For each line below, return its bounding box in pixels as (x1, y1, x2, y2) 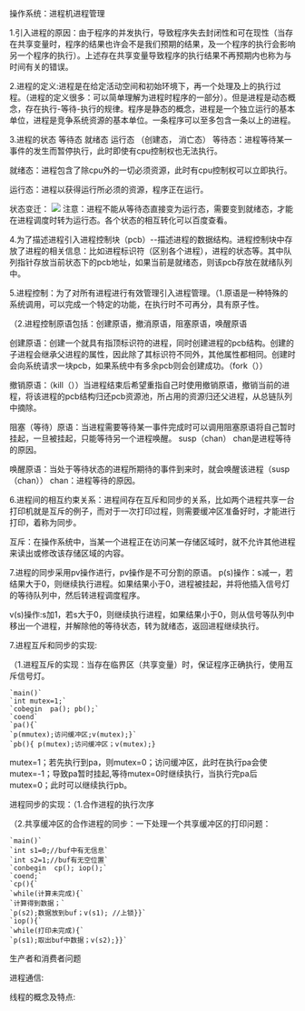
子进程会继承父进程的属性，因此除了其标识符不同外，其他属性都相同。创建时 (9, 349, 296, 359)
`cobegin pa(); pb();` (9, 705, 100, 714)
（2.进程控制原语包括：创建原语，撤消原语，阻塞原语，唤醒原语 (9, 318, 248, 329)
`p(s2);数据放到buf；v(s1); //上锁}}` (9, 908, 147, 917)
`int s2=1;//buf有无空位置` (9, 856, 109, 865)
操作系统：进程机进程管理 (9, 8, 105, 18)
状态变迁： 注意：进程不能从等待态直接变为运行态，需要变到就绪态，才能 (9, 204, 293, 214)
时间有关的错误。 (9, 62, 74, 72)
